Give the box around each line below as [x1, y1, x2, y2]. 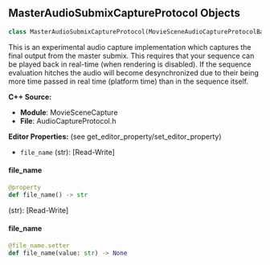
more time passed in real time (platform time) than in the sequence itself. [8, 76, 249, 86]
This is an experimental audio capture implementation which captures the [8, 42, 252, 51]
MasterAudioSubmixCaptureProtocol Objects [8, 6, 241, 20]
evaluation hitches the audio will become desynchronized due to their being [8, 67, 260, 77]
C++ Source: [8, 92, 52, 101]
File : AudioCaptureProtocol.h [19, 116, 117, 125]
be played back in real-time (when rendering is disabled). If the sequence [8, 59, 252, 69]
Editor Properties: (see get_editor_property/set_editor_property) [8, 132, 223, 141]
